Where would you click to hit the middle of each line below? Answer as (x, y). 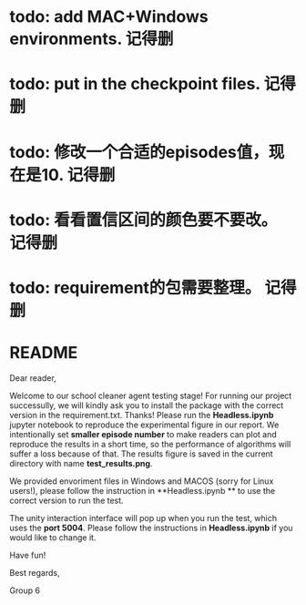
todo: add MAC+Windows (109, 17)
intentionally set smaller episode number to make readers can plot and (143, 434)
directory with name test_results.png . (81, 463)
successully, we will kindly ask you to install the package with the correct (147, 405)
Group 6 (25, 590)
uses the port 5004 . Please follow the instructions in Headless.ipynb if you (151, 528)
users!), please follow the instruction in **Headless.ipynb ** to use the (143, 490)
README (44, 353)
